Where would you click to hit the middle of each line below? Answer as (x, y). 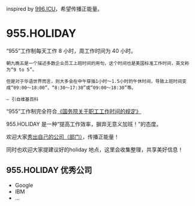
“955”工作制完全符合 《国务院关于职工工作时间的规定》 (74, 111)
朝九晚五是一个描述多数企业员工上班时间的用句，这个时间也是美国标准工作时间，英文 (95, 63)
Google (24, 185)
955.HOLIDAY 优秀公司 (49, 170)
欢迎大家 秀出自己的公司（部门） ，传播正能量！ (63, 136)
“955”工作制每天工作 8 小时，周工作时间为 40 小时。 (71, 50)
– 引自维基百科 (22, 99)
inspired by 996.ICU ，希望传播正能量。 (55, 9)
